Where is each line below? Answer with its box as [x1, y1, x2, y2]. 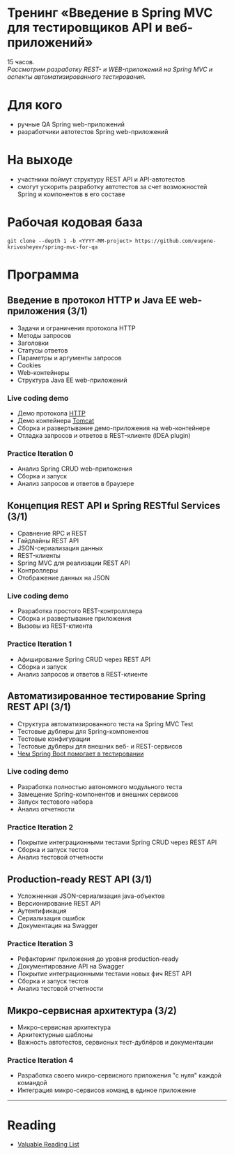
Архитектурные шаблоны [17, 1031, 93, 1039]
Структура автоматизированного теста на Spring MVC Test [17, 719, 194, 728]
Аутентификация [17, 906, 68, 915]
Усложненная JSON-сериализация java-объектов [17, 892, 165, 900]
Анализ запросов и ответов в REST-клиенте [17, 670, 148, 678]
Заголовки [17, 339, 49, 347]
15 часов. [7, 57, 35, 66]
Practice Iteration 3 [7, 939, 74, 948]
